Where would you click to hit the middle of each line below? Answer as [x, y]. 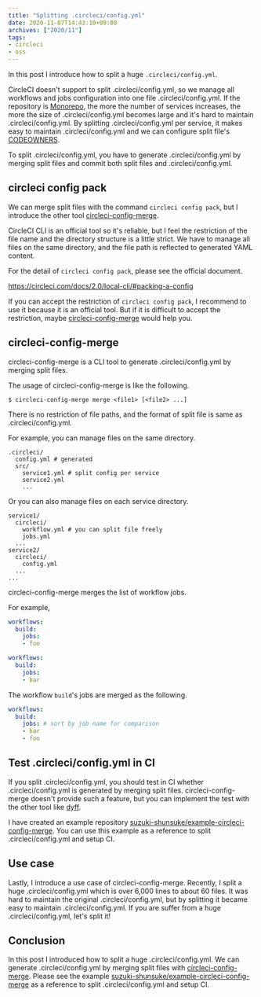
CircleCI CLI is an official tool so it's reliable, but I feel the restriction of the [128, 230]
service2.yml [43, 480]
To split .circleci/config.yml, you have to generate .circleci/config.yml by [125, 155]
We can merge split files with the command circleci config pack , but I [123, 207]
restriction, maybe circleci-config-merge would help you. [100, 318]
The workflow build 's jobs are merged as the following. [98, 695]
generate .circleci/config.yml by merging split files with [97, 968]
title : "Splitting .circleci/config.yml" [77, 15]
